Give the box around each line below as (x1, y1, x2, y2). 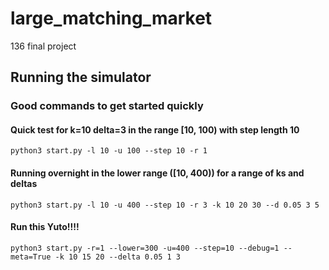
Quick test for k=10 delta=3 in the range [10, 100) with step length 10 (10, 123, 300, 136)
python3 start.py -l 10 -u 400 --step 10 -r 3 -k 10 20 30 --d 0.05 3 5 (10, 200, 320, 210)
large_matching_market (10, 7, 213, 30)
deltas (10, 178, 38, 190)
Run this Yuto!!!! (10, 221, 80, 233)
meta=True (10, 252, 52, 262)
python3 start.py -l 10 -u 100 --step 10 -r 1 (10, 146, 208, 156)
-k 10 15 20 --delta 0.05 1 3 (54, 252, 182, 262)
